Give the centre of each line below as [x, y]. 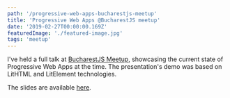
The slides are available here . [49, 88]
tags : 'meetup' [29, 40]
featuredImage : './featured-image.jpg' [65, 33]
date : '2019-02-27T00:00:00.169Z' [58, 26]
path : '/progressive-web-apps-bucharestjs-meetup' [82, 14]
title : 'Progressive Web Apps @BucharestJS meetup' [84, 20]
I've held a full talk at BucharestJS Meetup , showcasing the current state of [115, 59]
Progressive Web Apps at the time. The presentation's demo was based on [115, 67]
